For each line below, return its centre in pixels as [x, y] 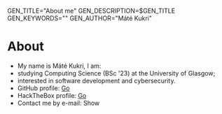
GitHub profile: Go [43, 88]
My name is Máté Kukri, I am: [59, 66]
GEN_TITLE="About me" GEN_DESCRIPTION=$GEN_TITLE [91, 11]
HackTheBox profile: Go [52, 95]
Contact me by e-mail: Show [58, 103]
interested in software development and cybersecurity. [96, 80]
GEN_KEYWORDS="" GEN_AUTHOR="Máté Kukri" [80, 18]
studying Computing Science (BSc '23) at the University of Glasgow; [116, 73]
